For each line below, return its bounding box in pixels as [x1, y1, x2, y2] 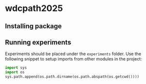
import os [5, 70, 25, 75]
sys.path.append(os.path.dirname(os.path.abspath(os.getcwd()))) [5, 74, 139, 79]
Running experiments [5, 38, 72, 46]
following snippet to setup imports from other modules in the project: [5, 56, 142, 62]
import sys [5, 65, 27, 70]
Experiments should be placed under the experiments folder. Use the [5, 51, 142, 57]
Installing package [5, 22, 62, 30]
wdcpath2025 [5, 3, 63, 14]
